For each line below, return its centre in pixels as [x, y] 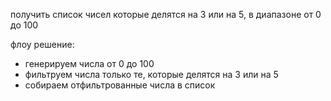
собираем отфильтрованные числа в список [120, 85]
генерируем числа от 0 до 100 [89, 63]
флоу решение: [42, 44]
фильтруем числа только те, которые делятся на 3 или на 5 [151, 74]
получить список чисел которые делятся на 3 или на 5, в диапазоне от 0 [166, 14]
